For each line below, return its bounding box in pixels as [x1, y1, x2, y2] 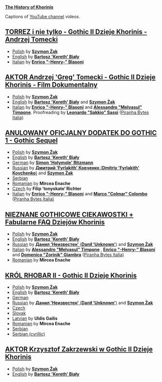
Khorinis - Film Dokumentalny [5, 81, 98, 89]
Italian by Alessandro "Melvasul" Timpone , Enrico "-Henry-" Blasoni [12, 247, 155, 253]
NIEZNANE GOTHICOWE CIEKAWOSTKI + [5, 210, 134, 218]
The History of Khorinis [5, 4, 54, 10]
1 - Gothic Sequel [5, 137, 58, 145]
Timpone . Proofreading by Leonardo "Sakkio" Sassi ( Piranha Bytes [12, 109, 149, 115]
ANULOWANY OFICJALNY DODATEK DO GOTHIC [5, 129, 157, 137]
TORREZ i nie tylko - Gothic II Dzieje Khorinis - [5, 28, 147, 36]
